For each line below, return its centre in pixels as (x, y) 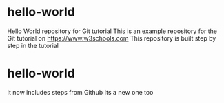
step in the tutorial (33, 45)
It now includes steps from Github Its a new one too (80, 92)
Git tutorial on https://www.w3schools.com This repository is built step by (112, 38)
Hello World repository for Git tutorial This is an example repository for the (112, 31)
